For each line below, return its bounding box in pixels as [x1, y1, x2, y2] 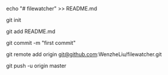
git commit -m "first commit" [6, 40, 76, 46]
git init [6, 17, 22, 23]
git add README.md [6, 28, 56, 35]
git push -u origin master [6, 62, 67, 69]
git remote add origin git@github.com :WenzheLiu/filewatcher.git [6, 51, 162, 58]
